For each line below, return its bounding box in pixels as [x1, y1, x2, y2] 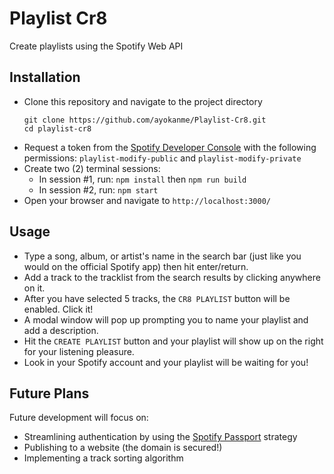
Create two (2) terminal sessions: [23, 162, 161, 174]
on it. [23, 282, 46, 294]
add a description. [23, 324, 99, 336]
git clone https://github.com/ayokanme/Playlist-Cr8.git [23, 115, 267, 125]
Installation [9, 69, 81, 86]
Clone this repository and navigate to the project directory [23, 95, 263, 107]
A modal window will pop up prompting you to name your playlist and [23, 313, 309, 326]
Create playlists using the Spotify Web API [9, 40, 184, 52]
